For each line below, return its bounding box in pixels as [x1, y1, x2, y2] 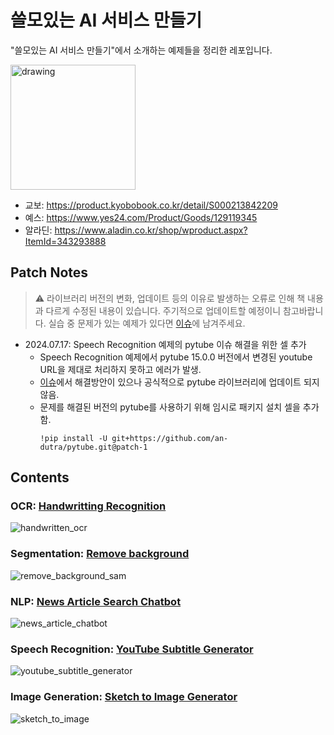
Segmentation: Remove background [10, 547, 190, 561]
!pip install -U [39, 433, 108, 443]
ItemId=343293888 [24, 235, 107, 247]
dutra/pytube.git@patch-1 [39, 442, 148, 452]
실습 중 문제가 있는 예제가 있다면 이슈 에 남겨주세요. [48, 317, 246, 329]
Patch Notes [10, 264, 89, 281]
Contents [10, 469, 70, 486]
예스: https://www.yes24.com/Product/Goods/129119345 [24, 211, 258, 223]
